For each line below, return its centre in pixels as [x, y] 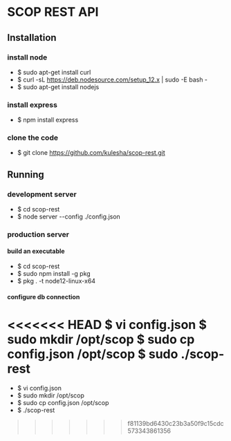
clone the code [33, 138]
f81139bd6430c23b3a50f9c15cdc [176, 423]
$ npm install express [48, 120]
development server [42, 194]
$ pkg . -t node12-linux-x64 [56, 281]
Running [26, 175]
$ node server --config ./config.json [69, 217]
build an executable [36, 251]
